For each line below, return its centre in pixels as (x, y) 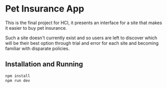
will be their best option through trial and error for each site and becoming (82, 43)
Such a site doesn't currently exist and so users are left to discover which (81, 38)
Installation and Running (44, 64)
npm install (18, 76)
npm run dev (18, 80)
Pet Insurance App (45, 9)
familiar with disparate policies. (37, 48)
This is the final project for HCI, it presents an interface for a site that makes (84, 23)
